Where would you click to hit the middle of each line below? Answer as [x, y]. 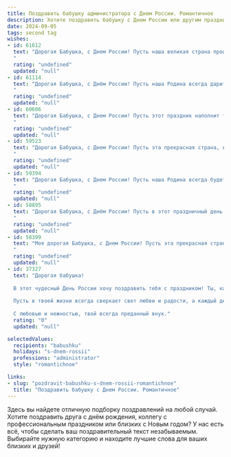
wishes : [18, 39]
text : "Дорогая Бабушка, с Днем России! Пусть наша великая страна [112, 52]
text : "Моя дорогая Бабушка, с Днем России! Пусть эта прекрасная [110, 244]
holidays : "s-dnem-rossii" [52, 352]
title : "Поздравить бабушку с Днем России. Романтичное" [97, 390]
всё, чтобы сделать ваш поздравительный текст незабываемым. [102, 431]
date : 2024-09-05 [32, 26]
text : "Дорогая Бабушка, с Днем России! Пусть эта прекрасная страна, [117, 148]
